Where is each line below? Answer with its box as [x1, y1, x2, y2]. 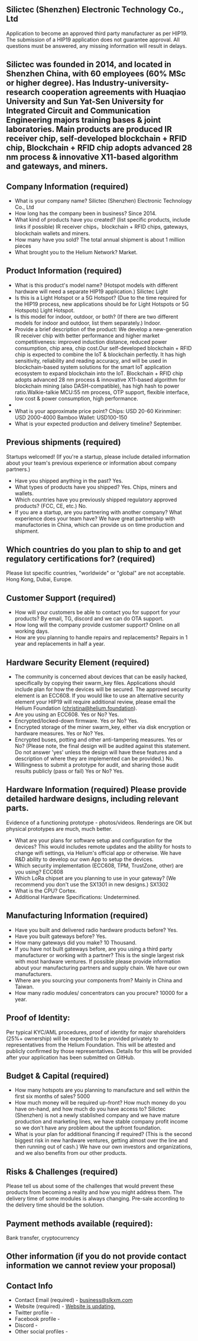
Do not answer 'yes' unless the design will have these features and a [14, 749, 182, 756]
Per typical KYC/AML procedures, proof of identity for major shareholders [6, 1028, 186, 1036]
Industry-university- [92, 78, 170, 88]
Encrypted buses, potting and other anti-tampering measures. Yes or [14, 736, 183, 743]
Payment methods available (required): [6, 1218, 153, 1228]
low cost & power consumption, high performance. [14, 395, 138, 402]
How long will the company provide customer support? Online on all [14, 622, 180, 629]
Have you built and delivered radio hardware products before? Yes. [14, 926, 178, 933]
